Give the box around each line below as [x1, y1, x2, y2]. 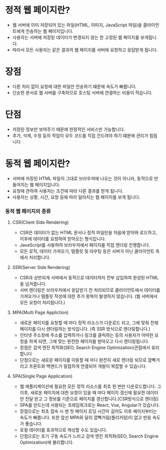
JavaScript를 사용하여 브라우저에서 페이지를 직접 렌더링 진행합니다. [19, 242, 150, 248]
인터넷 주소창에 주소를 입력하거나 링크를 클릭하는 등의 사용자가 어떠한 [19, 332, 154, 338]
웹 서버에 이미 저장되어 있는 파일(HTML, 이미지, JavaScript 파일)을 [12, 22, 142, 28]
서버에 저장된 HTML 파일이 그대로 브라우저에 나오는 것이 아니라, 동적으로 [12, 175, 153, 181]
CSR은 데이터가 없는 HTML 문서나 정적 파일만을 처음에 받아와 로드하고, [19, 230, 158, 236]
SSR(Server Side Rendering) [12, 265, 70, 270]
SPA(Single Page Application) [12, 373, 73, 379]
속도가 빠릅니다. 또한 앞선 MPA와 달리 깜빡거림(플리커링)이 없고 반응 [19, 415, 152, 421]
